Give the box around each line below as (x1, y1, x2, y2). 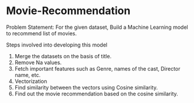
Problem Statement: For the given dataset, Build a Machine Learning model (6, 24, 189, 31)
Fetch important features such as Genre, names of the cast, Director (14, 65, 181, 72)
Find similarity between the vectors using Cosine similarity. (14, 84, 158, 91)
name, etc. (14, 71, 41, 78)
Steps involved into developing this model (6, 41, 108, 48)
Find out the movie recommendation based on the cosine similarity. (14, 90, 179, 97)
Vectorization (14, 78, 47, 85)
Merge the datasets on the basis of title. (14, 52, 112, 59)
